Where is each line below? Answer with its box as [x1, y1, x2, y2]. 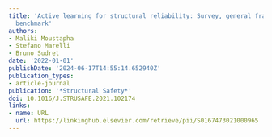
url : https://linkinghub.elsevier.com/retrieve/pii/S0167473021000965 [15, 117, 259, 125]
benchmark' [15, 19, 53, 27]
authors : [8, 27, 38, 35]
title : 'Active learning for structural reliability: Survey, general [8, 11, 252, 20]
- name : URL [8, 110, 49, 118]
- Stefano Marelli [8, 42, 70, 50]
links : [8, 102, 31, 110]
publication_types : [8, 72, 74, 80]
